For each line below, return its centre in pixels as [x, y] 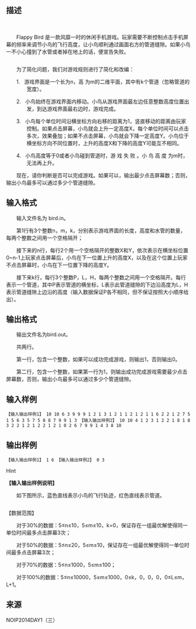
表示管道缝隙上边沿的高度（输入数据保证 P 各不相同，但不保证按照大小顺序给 [97, 292]
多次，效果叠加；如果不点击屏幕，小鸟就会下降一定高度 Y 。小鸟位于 [108, 136]
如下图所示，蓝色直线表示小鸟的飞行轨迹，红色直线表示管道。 [91, 496]
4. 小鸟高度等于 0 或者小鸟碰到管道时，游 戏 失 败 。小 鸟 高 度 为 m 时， [102, 155]
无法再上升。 [42, 163]
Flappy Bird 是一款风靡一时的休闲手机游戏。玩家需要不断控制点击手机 [100, 37]
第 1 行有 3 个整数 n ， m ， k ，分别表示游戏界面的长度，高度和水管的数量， [101, 231]
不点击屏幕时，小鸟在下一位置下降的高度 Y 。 [59, 264]
